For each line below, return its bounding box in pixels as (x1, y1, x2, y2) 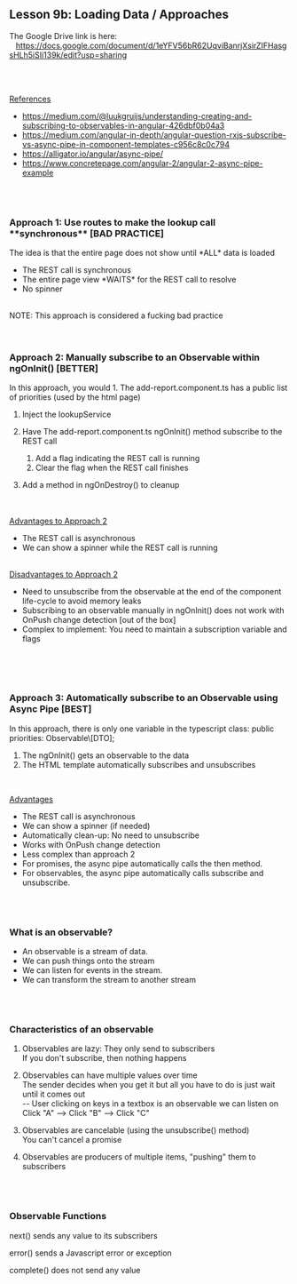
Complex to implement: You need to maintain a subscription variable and (21, 624, 288, 634)
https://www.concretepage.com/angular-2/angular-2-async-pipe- (21, 157, 263, 168)
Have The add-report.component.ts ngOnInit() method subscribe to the (21, 427, 283, 437)
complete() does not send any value (9, 1264, 141, 1275)
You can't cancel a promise (21, 1135, 122, 1145)
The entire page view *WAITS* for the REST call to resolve (21, 275, 237, 285)
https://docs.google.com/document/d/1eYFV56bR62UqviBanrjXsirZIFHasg (15, 40, 287, 51)
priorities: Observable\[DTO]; (9, 732, 115, 743)
